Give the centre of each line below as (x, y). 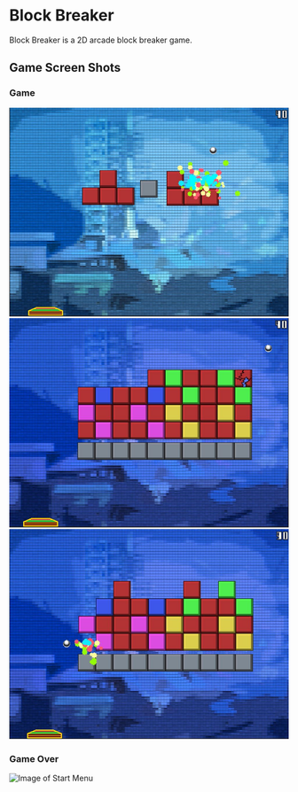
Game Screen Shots (65, 68)
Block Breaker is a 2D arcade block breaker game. (101, 40)
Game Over (34, 759)
